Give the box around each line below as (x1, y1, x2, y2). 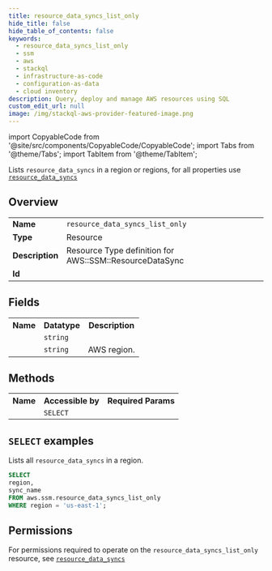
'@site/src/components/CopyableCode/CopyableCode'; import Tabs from (8, 141, 255, 150)
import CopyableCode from (8, 132, 100, 142)
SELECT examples (8, 434, 95, 448)
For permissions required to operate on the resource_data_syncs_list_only (8, 545, 259, 555)
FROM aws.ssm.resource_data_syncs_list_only (8, 493, 161, 502)
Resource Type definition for (66, 245, 175, 256)
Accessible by (43, 395, 100, 407)
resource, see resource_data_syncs (8, 554, 125, 564)
